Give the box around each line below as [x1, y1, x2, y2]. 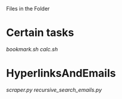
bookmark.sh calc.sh [6, 45, 58, 52]
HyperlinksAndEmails [6, 67, 116, 80]
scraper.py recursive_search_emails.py [6, 86, 102, 93]
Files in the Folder [6, 5, 50, 12]
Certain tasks [6, 26, 74, 39]
